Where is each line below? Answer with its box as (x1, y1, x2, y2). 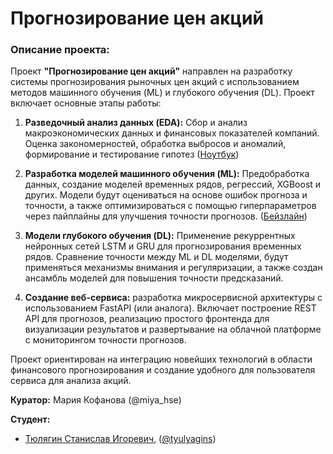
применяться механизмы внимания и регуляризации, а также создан (24, 262, 323, 274)
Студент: (10, 413, 51, 426)
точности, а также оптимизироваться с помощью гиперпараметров (24, 200, 317, 212)
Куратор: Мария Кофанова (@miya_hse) (10, 394, 182, 406)
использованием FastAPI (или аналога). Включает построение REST (24, 302, 317, 314)
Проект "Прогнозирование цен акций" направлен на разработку (10, 65, 293, 77)
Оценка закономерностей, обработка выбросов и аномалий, (24, 138, 287, 150)
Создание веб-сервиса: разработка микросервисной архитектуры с (24, 292, 323, 304)
